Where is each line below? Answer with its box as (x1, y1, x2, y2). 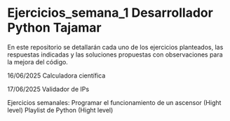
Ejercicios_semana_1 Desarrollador (7, 5, 214, 21)
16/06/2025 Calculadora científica (7, 71, 106, 80)
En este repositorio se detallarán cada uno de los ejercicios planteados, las (7, 43, 224, 51)
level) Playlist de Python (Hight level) (7, 106, 114, 114)
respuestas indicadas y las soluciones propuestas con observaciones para (7, 50, 223, 59)
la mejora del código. (7, 57, 68, 66)
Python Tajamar (7, 20, 102, 36)
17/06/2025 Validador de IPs (7, 85, 90, 93)
